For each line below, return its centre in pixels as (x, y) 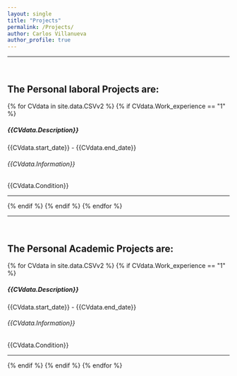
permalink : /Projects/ (41, 27)
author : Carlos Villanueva (47, 34)
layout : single (30, 14)
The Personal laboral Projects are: (83, 89)
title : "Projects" (34, 20)
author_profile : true (39, 40)
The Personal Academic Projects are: (91, 248)
